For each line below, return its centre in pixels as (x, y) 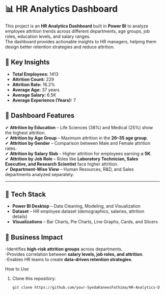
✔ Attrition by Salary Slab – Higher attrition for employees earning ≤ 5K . (79, 153)
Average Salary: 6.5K (34, 95)
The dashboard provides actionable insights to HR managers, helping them (81, 41)
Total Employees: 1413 (35, 74)
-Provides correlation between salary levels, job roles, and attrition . (74, 254)
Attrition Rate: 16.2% (34, 84)
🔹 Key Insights (27, 62)
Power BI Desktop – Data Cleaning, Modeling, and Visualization (76, 206)
